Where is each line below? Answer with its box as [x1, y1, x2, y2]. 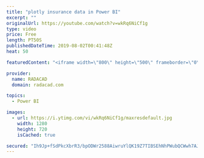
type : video [6, 26, 36, 32]
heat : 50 [6, 49, 29, 55]
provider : [6, 70, 32, 77]
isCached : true [17, 132, 56, 138]
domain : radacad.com [12, 81, 64, 88]
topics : [6, 92, 26, 99]
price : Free [6, 32, 36, 38]
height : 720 [17, 126, 47, 132]
